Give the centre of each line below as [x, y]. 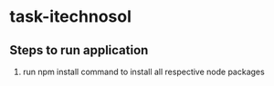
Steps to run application [79, 50]
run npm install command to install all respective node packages [143, 72]
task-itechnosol [71, 17]
